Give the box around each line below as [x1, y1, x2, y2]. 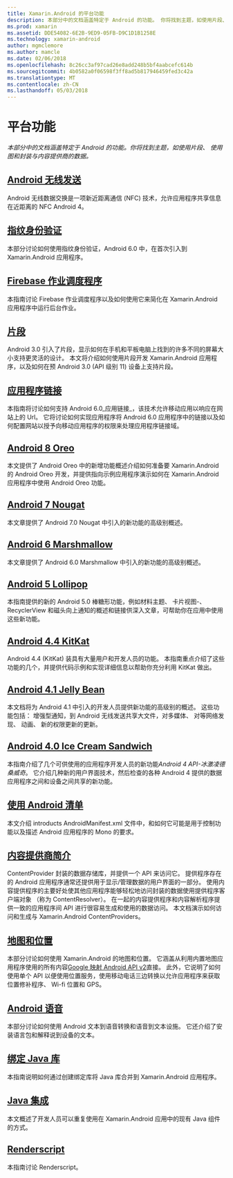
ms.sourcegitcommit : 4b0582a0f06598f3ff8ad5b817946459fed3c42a [7, 68, 194, 75]
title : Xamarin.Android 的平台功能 [7, 10, 105, 17]
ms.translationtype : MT [7, 74, 76, 82]
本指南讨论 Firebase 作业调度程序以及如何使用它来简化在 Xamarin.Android [7, 294, 218, 303]
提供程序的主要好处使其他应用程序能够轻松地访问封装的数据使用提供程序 [12, 886, 219, 895]
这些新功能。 [7, 615, 44, 623]
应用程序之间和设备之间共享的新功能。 [7, 777, 116, 785]
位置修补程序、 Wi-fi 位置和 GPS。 [7, 980, 106, 989]
